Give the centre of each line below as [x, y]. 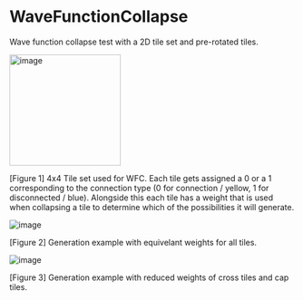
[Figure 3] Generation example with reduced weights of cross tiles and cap [149, 277]
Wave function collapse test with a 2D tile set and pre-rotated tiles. [134, 42]
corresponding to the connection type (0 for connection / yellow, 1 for [139, 188]
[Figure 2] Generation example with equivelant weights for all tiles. [133, 242]
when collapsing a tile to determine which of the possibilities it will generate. [152, 207]
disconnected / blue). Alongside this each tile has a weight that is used [142, 198]
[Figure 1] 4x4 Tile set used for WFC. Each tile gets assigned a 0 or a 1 [141, 178]
